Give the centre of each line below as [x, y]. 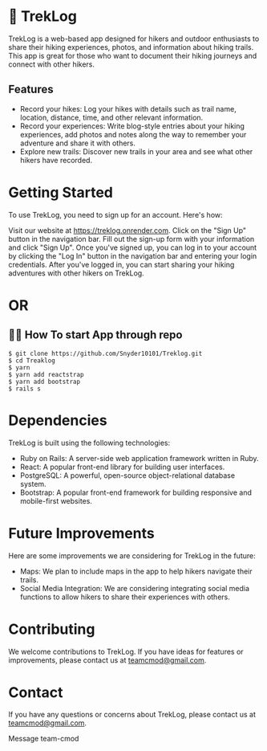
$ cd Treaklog [32, 361]
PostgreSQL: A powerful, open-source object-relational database [127, 475]
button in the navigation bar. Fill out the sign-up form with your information [131, 239]
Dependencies [58, 420]
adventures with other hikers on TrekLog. [76, 273]
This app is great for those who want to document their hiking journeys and [133, 55]
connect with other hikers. [51, 64]
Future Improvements [81, 533]
